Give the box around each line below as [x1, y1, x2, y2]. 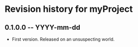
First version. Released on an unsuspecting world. [11, 36, 115, 42]
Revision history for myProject [4, 3, 133, 15]
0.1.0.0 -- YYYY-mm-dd [4, 23, 81, 32]
